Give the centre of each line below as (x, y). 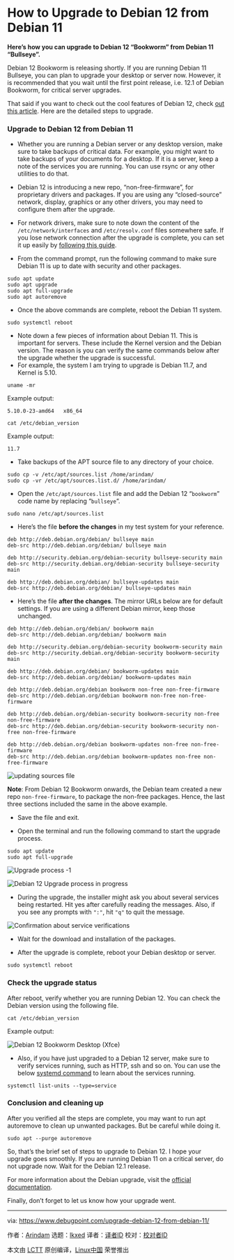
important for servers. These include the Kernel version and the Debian (119, 343)
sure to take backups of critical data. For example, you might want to (116, 152)
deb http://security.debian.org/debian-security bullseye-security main (115, 558)
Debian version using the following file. (63, 1005)
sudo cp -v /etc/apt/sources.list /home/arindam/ (81, 475)
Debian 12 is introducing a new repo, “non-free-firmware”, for (105, 187)
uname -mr (22, 386)
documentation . (30, 1187)
